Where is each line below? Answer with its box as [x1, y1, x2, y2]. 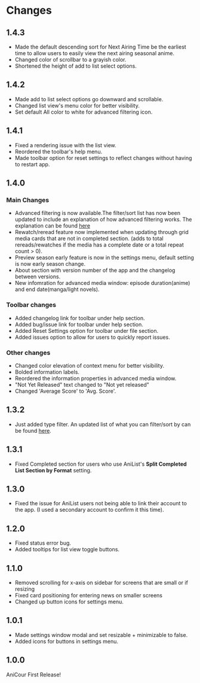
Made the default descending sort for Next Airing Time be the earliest [14, 43, 186, 50]
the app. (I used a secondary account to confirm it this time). [14, 506, 164, 514]
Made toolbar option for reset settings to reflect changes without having [14, 154, 192, 162]
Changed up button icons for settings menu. [14, 598, 124, 605]
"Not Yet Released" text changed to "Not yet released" [14, 381, 149, 388]
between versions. [14, 273, 61, 280]
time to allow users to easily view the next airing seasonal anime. [14, 50, 175, 57]
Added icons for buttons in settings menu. [14, 638, 118, 645]
